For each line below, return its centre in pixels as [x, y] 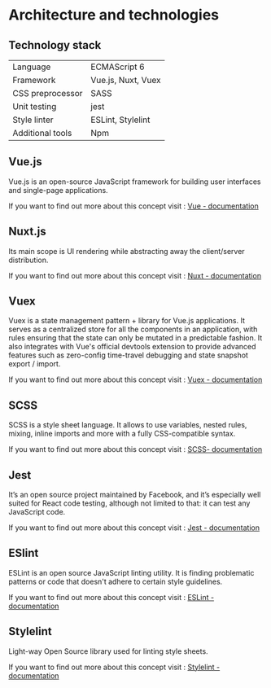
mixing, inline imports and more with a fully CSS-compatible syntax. [122, 434]
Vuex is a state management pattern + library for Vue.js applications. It [127, 321]
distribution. [28, 260]
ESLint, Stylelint [120, 120]
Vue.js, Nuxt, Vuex [126, 80]
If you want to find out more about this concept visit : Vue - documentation [133, 206]
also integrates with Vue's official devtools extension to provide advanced [132, 347]
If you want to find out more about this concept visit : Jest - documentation [134, 528]
